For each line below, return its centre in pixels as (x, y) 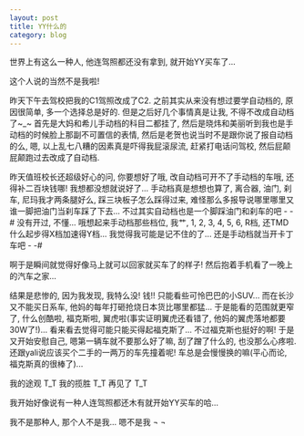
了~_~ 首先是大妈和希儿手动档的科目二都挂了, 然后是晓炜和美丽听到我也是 (147, 123)
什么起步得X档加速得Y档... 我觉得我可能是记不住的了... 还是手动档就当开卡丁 (152, 234)
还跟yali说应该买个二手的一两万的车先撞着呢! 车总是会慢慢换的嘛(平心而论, (148, 353)
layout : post (34, 18)
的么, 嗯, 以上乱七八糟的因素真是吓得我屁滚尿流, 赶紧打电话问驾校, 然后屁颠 (150, 146)
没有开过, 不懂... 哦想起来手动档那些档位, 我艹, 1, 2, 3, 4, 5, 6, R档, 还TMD (153, 223)
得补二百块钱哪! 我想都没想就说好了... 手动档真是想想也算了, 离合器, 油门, (146, 189)
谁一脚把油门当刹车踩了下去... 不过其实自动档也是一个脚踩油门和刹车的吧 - (149, 212)
